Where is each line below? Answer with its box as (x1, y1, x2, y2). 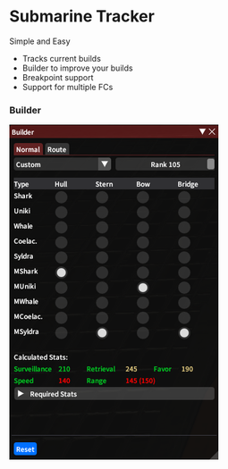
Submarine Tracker (9, 6, 155, 27)
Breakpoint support (21, 71, 94, 82)
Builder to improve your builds (21, 63, 133, 73)
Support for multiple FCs (21, 81, 114, 92)
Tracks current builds (21, 53, 101, 63)
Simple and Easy (9, 36, 71, 46)
